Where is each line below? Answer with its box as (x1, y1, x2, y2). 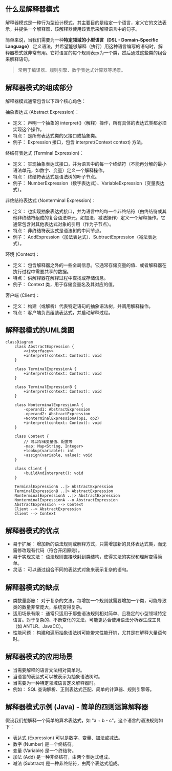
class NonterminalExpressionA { (14, 402, 83, 408)
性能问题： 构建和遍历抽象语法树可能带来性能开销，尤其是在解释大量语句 (12, 630, 167, 636)
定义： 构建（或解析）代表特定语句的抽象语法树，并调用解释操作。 (12, 303, 154, 309)
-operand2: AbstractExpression (24, 412, 91, 417)
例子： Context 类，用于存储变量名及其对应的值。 (12, 281, 118, 287)
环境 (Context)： (5, 251, 40, 257)
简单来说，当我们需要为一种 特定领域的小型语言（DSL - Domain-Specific (5, 36, 159, 43)
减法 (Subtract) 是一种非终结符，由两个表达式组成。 (12, 760, 122, 766)
